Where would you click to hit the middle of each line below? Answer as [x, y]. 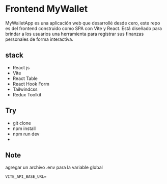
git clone [22, 123]
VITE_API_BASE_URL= [26, 177]
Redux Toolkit [27, 94]
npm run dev [26, 134]
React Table [25, 78]
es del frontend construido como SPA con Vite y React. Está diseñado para [83, 28]
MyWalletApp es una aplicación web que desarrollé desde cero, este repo [83, 23]
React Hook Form [31, 84]
